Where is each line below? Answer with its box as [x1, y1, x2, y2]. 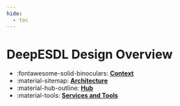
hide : [6, 10, 22, 17]
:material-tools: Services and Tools [16, 91, 119, 100]
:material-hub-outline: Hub [16, 84, 94, 92]
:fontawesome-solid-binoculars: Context [16, 69, 134, 78]
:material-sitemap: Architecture [16, 77, 108, 85]
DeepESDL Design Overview [6, 46, 173, 62]
